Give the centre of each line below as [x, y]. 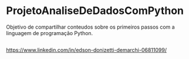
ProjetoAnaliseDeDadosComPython [95, 11]
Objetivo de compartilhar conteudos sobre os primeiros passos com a [90, 27]
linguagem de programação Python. [50, 33]
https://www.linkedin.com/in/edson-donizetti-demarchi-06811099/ [87, 50]
